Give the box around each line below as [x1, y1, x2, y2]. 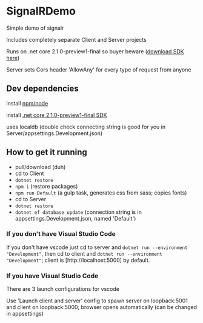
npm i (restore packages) [15, 182, 78, 190]
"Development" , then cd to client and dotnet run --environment [6, 250, 162, 257]
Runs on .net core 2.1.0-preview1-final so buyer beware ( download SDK [6, 47, 184, 55]
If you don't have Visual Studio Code [6, 230, 116, 238]
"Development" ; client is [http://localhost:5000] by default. [6, 256, 150, 264]
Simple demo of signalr [6, 24, 64, 32]
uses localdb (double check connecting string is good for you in [6, 123, 165, 130]
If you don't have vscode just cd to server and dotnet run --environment [6, 244, 188, 251]
